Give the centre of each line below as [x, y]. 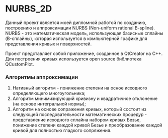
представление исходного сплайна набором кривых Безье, [76, 120]
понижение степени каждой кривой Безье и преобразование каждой [87, 125]
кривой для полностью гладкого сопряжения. [62, 130]
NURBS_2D [29, 9]
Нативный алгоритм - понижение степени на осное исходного [80, 88]
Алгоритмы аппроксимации [42, 77]
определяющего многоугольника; [49, 93]
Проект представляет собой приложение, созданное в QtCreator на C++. [84, 53]
